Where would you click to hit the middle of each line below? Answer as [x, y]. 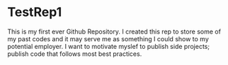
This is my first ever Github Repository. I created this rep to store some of [114, 31]
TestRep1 [35, 12]
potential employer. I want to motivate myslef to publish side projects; [109, 46]
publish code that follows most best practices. [75, 54]
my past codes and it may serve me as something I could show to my [108, 38]
